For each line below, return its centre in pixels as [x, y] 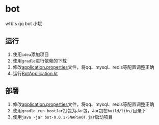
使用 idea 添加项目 [31, 54]
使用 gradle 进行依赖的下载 [40, 60]
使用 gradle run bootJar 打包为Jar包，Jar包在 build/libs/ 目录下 [79, 110]
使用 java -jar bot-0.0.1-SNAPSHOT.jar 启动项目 [63, 117]
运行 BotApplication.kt [35, 73]
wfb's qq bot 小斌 [24, 23]
